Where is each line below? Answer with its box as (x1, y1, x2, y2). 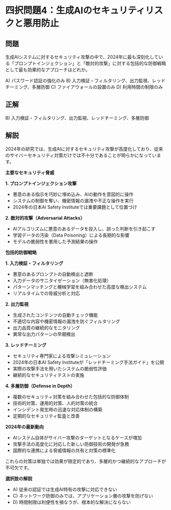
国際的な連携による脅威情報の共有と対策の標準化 (12, 447, 116, 453)
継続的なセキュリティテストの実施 (12, 372, 84, 378)
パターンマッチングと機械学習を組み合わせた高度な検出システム (12, 284, 147, 290)
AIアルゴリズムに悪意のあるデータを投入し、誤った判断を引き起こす (12, 225, 156, 231)
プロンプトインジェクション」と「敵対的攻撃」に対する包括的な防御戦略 (14, 60, 166, 66)
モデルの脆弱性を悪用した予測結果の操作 (12, 238, 98, 244)
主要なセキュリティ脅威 (5, 169, 55, 175)
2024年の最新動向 (5, 424, 44, 430)
